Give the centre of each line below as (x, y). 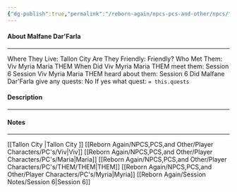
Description (25, 97)
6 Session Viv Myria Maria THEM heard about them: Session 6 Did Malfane (116, 73)
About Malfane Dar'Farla (44, 37)
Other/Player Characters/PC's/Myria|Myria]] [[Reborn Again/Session (107, 174)
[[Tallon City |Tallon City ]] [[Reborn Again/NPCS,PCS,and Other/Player (110, 145)
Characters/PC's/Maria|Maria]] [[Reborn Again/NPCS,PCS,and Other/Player (117, 160)
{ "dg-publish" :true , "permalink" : (56, 14)
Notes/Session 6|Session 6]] (49, 182)
